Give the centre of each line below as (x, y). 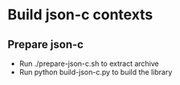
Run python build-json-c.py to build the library (96, 72)
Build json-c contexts (80, 15)
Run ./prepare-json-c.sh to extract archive (89, 63)
